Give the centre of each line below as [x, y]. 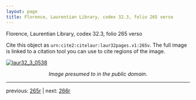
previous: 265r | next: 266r [38, 91]
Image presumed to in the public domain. [98, 74]
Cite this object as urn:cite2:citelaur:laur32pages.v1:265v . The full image [97, 45]
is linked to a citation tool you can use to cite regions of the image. [86, 51]
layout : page [22, 11]
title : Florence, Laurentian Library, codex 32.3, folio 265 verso [90, 17]
